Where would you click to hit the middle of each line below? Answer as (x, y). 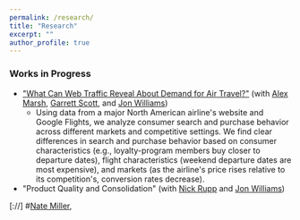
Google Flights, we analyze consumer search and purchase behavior (162, 122)
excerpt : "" (31, 34)
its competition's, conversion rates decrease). (120, 179)
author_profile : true (50, 42)
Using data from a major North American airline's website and (150, 112)
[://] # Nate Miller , (41, 206)
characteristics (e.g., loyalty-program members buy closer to (148, 150)
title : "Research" (43, 26)
